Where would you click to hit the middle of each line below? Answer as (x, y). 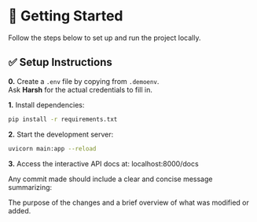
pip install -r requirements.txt (63, 119)
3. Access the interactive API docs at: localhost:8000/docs (103, 163)
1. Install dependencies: (46, 104)
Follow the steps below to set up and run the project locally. (105, 38)
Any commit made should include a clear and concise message (110, 179)
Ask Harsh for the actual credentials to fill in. (81, 89)
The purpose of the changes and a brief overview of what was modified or (128, 202)
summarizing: (30, 187)
